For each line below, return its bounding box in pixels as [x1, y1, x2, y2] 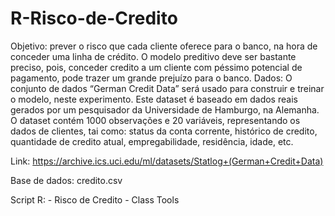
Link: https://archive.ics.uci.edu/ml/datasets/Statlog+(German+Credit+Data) [10, 155, 324, 167]
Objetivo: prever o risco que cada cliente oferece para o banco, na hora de [10, 40, 318, 52]
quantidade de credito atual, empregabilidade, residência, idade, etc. [10, 135, 294, 147]
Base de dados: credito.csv [10, 174, 123, 186]
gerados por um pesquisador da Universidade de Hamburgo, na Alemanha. [10, 103, 320, 116]
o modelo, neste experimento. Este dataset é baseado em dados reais [10, 93, 298, 105]
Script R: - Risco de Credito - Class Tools [10, 193, 180, 206]
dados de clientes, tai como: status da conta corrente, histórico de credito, [10, 125, 318, 137]
